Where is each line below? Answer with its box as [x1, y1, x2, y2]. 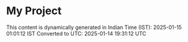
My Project [6, 4, 62, 18]
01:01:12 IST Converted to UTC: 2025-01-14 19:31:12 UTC [6, 30, 147, 37]
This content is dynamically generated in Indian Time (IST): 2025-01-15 [6, 24, 182, 31]
